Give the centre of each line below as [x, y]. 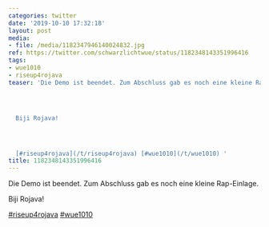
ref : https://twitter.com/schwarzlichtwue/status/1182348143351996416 [128, 53]
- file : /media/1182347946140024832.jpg [77, 46]
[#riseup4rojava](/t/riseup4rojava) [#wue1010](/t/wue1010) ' [121, 153]
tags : [17, 61]
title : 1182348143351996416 [55, 161]
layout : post [30, 30]
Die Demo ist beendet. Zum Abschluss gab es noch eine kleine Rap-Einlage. [133, 184]
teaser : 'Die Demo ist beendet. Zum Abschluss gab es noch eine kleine [130, 82]
